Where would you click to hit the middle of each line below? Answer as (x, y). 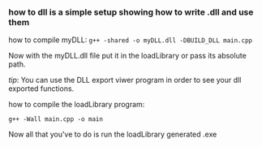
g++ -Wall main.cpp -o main (56, 119)
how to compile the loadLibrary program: (77, 105)
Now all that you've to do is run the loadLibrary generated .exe (113, 134)
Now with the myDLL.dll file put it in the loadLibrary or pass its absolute (128, 56)
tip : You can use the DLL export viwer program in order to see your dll (125, 80)
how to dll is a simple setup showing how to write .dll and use (131, 12)
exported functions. (41, 89)
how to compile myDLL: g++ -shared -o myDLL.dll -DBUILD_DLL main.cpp (131, 40)
